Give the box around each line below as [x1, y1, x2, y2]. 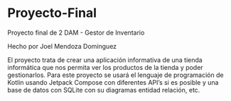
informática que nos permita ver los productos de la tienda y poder [7, 63, 204, 71]
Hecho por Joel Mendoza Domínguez [7, 42, 117, 50]
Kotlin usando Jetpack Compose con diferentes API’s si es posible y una [7, 78, 219, 86]
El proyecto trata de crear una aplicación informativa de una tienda [7, 55, 203, 64]
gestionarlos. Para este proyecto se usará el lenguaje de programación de [7, 71, 224, 79]
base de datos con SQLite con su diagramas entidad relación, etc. [7, 85, 200, 94]
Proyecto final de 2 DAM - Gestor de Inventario [7, 28, 145, 37]
